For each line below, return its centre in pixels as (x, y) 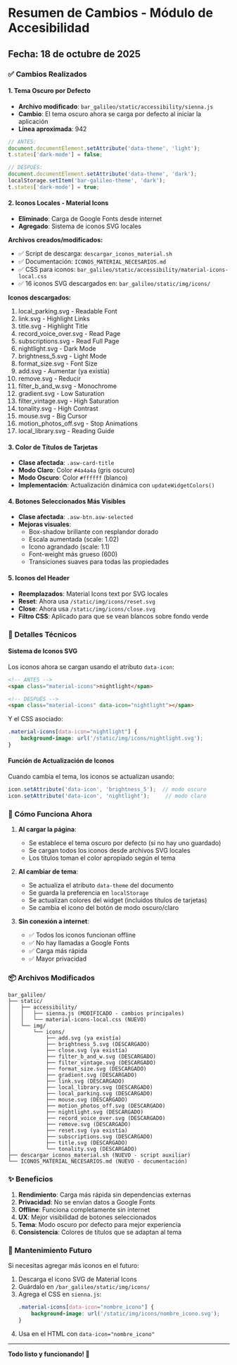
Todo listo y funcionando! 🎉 (49, 1354)
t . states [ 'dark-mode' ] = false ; (55, 155)
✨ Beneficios (31, 1179)
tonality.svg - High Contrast (58, 409)
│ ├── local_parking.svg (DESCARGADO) (81, 1094)
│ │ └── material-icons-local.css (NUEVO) (77, 1020)
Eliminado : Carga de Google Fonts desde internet (90, 219)
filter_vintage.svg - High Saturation (68, 401)
